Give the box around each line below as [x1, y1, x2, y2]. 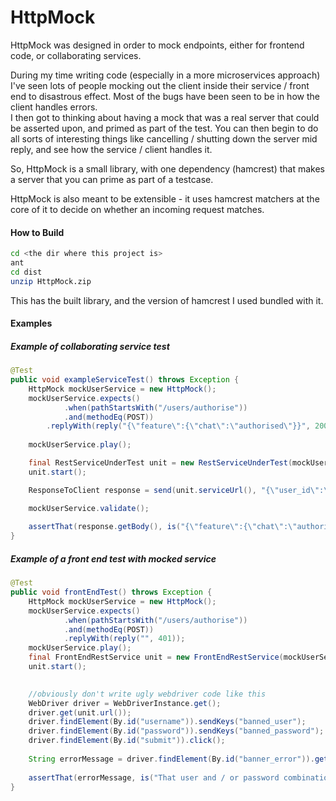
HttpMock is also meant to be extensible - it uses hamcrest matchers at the [10, 192, 320, 205]
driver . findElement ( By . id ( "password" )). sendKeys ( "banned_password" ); [28, 726, 325, 736]
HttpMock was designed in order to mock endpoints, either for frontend [10, 39, 305, 51]
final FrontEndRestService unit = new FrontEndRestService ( [28, 652, 284, 663]
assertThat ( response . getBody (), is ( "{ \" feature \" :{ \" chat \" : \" [28, 522, 298, 532]
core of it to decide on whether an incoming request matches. [10, 203, 265, 215]
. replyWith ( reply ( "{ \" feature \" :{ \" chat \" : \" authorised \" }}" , [46, 421, 311, 431]
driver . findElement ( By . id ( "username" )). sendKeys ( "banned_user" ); [28, 717, 307, 727]
